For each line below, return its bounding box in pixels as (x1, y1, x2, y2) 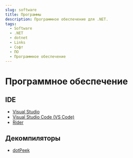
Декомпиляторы (5, 134, 61, 142)
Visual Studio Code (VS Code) (12, 114, 75, 120)
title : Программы (5, 12, 41, 17)
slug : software (5, 7, 37, 13)
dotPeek (12, 147, 30, 153)
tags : (5, 21, 16, 27)
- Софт (9, 45, 23, 50)
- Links (9, 40, 26, 45)
